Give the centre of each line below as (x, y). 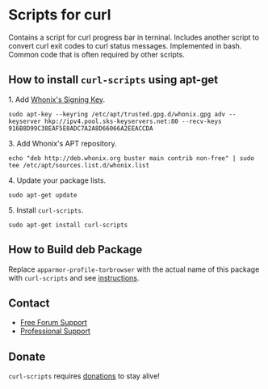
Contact (29, 303)
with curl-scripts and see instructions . (74, 277)
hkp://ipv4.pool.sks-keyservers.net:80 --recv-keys (133, 121)
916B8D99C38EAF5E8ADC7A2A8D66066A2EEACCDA (81, 128)
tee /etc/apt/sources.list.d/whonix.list (79, 165)
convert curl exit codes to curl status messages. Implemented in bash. (125, 45)
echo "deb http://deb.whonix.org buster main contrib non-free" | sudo (131, 158)
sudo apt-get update (43, 195)
